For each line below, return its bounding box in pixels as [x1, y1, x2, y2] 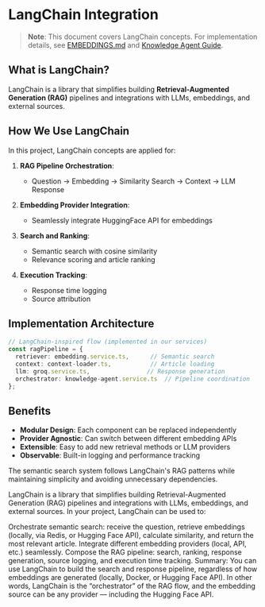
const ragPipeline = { [8, 346, 83, 354]
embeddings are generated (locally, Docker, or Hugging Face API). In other [8, 573, 252, 582]
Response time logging [31, 285, 107, 295]
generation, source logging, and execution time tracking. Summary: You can [8, 556, 257, 566]
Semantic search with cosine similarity [31, 246, 158, 256]
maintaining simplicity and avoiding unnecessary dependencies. [8, 474, 218, 484]
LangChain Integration [8, 6, 159, 24]
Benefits [8, 404, 52, 418]
